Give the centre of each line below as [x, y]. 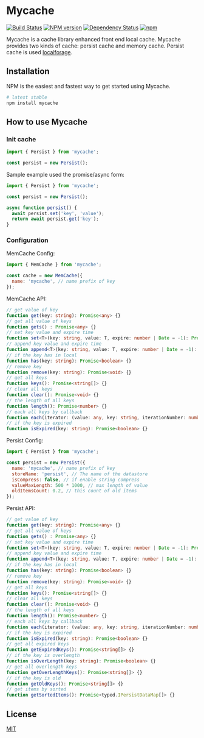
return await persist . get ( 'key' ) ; [55, 219]
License [22, 714]
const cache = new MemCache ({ [45, 276]
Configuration [27, 240]
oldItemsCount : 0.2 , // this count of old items [74, 491]
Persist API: [21, 508]
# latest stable [27, 97]
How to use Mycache [47, 122]
